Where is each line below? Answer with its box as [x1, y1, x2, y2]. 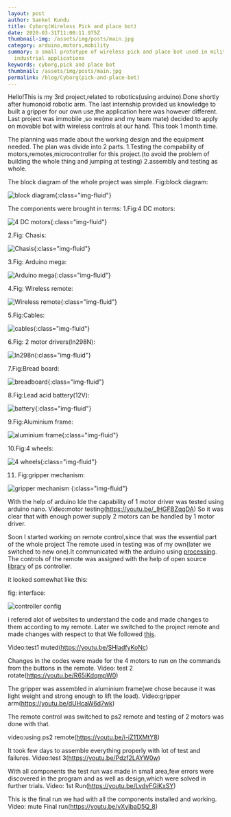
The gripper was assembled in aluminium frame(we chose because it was [8, 685, 217, 693]
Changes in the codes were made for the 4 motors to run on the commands [8, 657, 221, 665]
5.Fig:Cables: [8, 311, 45, 320]
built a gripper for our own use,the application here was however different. [8, 107, 218, 116]
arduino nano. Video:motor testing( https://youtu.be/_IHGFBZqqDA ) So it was [8, 505, 223, 513]
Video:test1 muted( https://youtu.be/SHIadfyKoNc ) [8, 644, 149, 652]
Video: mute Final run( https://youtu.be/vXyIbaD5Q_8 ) [8, 803, 158, 811]
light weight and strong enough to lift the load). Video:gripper [8, 692, 181, 700]
